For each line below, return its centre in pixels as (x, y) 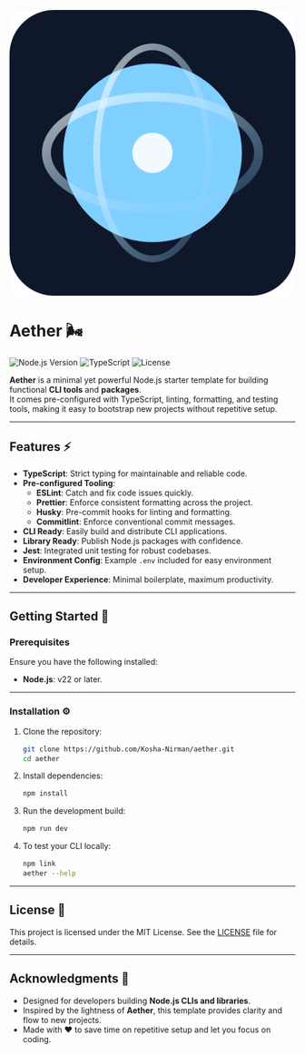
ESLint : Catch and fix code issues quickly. (115, 493)
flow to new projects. (62, 1020)
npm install (45, 794)
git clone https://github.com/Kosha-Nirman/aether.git (128, 749)
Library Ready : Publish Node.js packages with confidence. (133, 541)
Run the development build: (74, 811)
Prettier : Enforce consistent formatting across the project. (144, 502)
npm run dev (45, 829)
